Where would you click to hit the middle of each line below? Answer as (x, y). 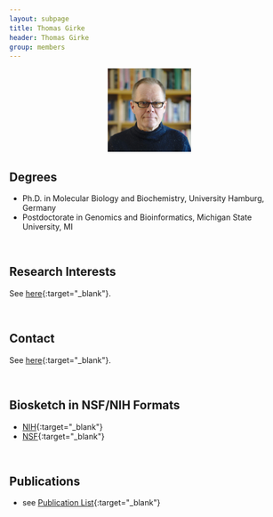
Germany (39, 208)
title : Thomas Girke (48, 28)
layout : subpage (39, 19)
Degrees (33, 177)
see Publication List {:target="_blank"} (91, 503)
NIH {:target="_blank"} (63, 426)
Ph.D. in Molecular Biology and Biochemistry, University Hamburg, (143, 198)
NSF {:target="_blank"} (63, 436)
